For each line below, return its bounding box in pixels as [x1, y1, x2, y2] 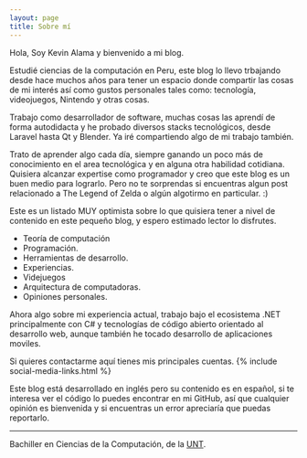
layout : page [9, 13, 59, 23]
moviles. [9, 337, 41, 348]
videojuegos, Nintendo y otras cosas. [9, 93, 150, 105]
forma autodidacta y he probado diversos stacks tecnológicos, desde [9, 121, 271, 133]
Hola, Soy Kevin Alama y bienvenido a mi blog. [9, 47, 185, 58]
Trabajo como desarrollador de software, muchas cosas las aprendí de [9, 112, 276, 122]
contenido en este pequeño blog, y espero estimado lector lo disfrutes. [9, 215, 277, 226]
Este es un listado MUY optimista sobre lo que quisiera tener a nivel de [9, 205, 276, 216]
